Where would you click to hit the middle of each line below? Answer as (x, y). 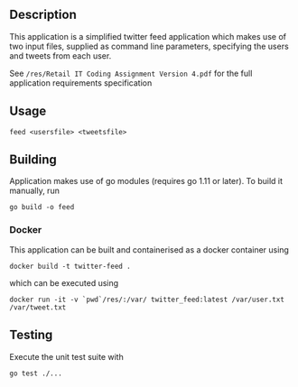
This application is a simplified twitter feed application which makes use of (148, 36)
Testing (31, 335)
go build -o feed (42, 207)
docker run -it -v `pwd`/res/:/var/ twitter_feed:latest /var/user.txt (147, 299)
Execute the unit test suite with (66, 356)
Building (33, 160)
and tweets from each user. (61, 55)
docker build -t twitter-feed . (70, 266)
